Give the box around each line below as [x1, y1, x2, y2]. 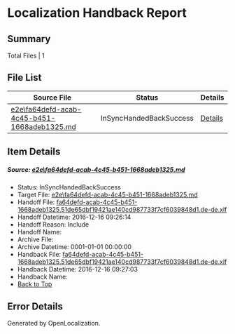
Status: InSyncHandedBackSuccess [17, 183, 121, 192]
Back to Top [17, 280, 52, 288]
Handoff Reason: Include [17, 220, 90, 229]
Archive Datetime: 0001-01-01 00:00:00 [17, 243, 131, 251]
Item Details [7, 146, 61, 158]
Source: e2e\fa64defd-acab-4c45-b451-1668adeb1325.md [7, 165, 185, 173]
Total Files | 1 [7, 51, 45, 60]
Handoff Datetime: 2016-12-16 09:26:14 [17, 213, 131, 222]
